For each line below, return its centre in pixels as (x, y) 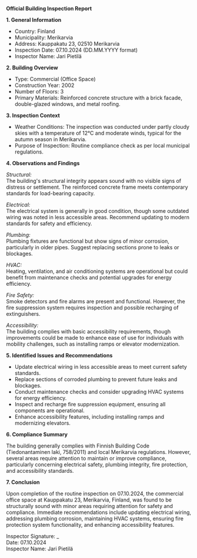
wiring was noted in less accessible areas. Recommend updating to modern (98, 217)
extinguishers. (23, 314)
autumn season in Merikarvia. (51, 139)
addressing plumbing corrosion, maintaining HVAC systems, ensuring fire (95, 519)
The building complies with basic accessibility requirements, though (89, 331)
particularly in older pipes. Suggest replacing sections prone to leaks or (93, 247)
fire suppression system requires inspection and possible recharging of (92, 308)
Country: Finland (35, 31)
